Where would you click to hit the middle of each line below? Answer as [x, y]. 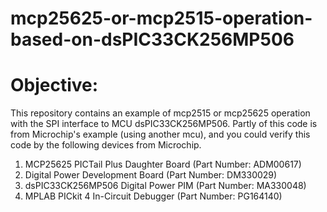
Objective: [54, 85]
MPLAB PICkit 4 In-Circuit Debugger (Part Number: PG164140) [153, 196]
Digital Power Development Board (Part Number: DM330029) [151, 175]
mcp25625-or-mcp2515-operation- [161, 18]
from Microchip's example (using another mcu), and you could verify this [160, 134]
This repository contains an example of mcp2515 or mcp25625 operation [160, 113]
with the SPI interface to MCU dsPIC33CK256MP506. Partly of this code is [164, 124]
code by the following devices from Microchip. [106, 145]
